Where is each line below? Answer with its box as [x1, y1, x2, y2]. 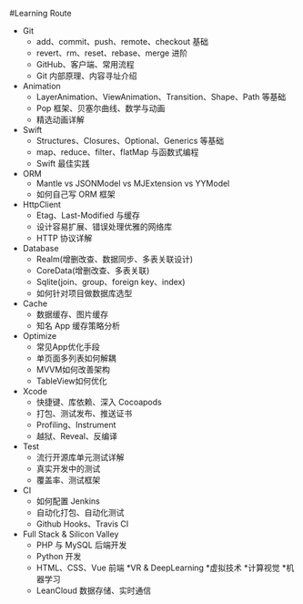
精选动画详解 [35, 114, 85, 125]
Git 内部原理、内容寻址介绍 [35, 70, 137, 81]
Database [22, 243, 59, 253]
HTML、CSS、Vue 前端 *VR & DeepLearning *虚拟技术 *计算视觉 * [35, 562, 287, 573]
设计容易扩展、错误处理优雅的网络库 [35, 221, 173, 231]
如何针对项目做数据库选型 [35, 288, 133, 299]
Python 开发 [35, 551, 82, 561]
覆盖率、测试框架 [35, 475, 101, 486]
